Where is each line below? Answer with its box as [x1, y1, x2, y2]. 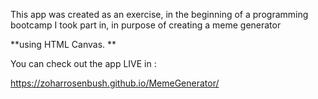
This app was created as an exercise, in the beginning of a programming [10, 9, 309, 20]
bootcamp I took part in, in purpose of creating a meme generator [10, 19, 282, 31]
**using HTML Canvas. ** [10, 39, 117, 50]
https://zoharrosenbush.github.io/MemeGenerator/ [10, 77, 220, 89]
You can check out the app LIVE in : [10, 58, 157, 69]
